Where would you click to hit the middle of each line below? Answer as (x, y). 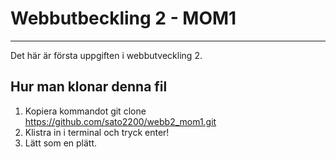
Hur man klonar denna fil (89, 87)
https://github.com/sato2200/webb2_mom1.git (120, 121)
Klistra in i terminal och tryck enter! (97, 132)
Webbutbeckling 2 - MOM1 (123, 18)
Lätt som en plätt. (61, 143)
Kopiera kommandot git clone (85, 111)
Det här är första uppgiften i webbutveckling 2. (106, 55)
